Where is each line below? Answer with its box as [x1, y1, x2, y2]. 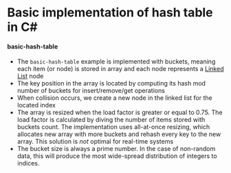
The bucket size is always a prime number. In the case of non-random [16, 145, 216, 153]
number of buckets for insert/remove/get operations [16, 87, 165, 95]
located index [16, 101, 56, 109]
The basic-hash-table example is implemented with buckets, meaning [16, 57, 216, 66]
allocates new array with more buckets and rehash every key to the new [16, 130, 221, 138]
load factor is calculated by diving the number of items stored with [16, 116, 206, 124]
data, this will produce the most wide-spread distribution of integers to [16, 152, 218, 160]
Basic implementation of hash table [7, 5, 213, 21]
